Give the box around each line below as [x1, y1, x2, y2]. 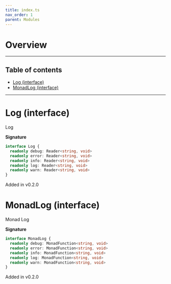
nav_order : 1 [5, 12, 33, 17]
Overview [5, 39, 47, 51]
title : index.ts [5, 7, 40, 13]
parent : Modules [5, 17, 40, 22]
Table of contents [5, 65, 62, 74]
